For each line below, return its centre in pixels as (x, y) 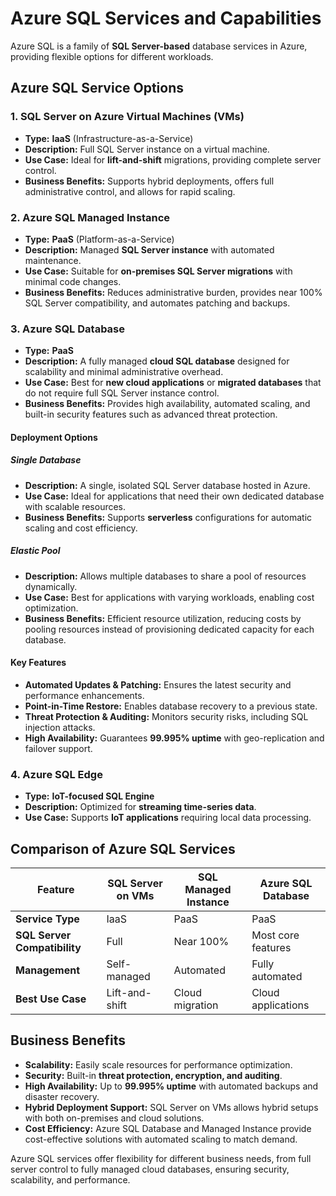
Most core (275, 935)
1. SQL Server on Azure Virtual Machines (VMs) (127, 117)
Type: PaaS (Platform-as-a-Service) (99, 239)
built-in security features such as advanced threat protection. (151, 414)
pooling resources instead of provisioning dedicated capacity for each (169, 629)
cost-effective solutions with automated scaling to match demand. (161, 1139)
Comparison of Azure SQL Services (123, 848)
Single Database (46, 460)
